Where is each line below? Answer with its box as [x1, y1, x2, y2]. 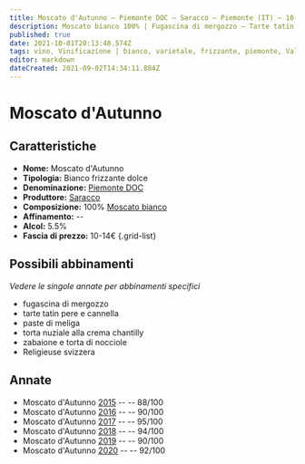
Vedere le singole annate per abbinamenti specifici [9, 280, 201, 291]
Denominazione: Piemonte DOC [22, 182, 144, 193]
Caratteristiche [9, 139, 97, 154]
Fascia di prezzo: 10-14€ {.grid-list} [22, 230, 157, 241]
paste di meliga [22, 317, 80, 328]
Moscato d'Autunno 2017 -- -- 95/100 [22, 416, 163, 427]
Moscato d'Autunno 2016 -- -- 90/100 [22, 406, 164, 417]
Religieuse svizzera [22, 346, 95, 357]
